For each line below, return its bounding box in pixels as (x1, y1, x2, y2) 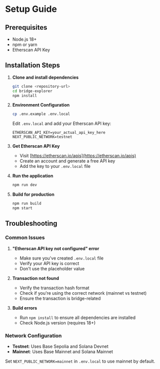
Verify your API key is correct (19, 260, 80, 266)
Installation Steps (5, 61, 60, 70)
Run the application (12, 173, 53, 179)
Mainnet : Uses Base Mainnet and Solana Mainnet (12, 348, 114, 355)
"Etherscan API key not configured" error (12, 245, 100, 251)
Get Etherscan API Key (12, 143, 60, 149)
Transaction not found (12, 275, 59, 281)
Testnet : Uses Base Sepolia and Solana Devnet (12, 343, 109, 349)
